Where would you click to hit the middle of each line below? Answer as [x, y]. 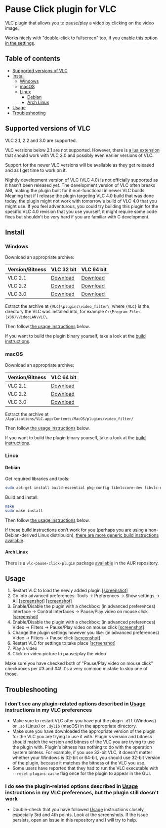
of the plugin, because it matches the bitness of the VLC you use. [79, 763]
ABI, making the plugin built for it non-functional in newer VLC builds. [75, 190]
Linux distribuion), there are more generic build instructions [98, 535]
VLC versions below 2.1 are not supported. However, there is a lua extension [82, 150]
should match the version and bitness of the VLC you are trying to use [83, 742]
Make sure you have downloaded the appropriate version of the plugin [84, 731]
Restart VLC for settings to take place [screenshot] [64, 643]
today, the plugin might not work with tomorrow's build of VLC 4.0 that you [81, 201]
